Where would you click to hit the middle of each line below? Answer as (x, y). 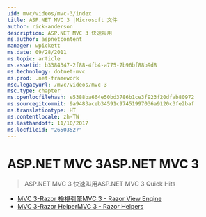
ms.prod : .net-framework (43, 78)
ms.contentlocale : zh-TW (43, 116)
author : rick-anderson (40, 26)
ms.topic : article (34, 59)
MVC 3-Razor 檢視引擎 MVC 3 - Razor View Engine (89, 199)
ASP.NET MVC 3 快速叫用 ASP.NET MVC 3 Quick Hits (100, 184)
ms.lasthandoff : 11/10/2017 (48, 123)
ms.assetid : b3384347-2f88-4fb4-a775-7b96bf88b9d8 (82, 65)
